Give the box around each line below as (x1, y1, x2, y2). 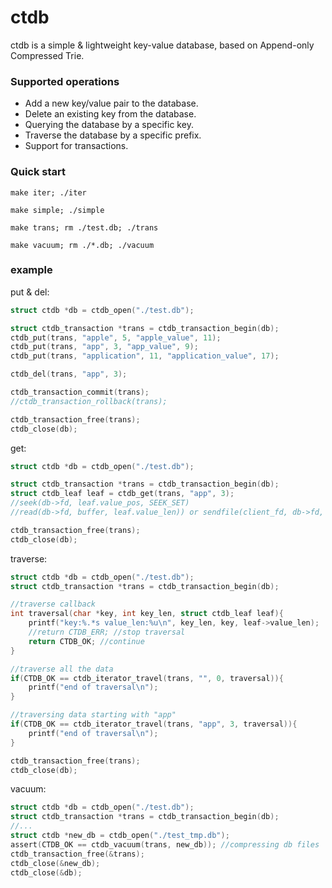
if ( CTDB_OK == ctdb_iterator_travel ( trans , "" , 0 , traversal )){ (10, 673, 284, 683)
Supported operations (10, 74, 120, 88)
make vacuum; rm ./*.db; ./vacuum (10, 240, 155, 250)
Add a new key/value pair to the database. (24, 97, 199, 110)
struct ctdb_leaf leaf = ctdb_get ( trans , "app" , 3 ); (10, 489, 235, 499)
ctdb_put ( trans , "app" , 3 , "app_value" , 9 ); (10, 342, 199, 352)
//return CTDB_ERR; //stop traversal (28, 627, 186, 638)
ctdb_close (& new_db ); (10, 858, 101, 868)
